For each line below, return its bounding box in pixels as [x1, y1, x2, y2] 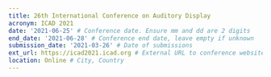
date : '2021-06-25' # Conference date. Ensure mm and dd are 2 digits [8, 26, 251, 34]
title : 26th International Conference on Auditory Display [8, 11, 211, 20]
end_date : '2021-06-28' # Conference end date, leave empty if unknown [8, 34, 254, 43]
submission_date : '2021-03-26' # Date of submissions [8, 42, 194, 50]
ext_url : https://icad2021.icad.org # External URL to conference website [8, 49, 265, 57]
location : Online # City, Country [8, 57, 125, 65]
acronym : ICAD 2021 [8, 19, 74, 27]
